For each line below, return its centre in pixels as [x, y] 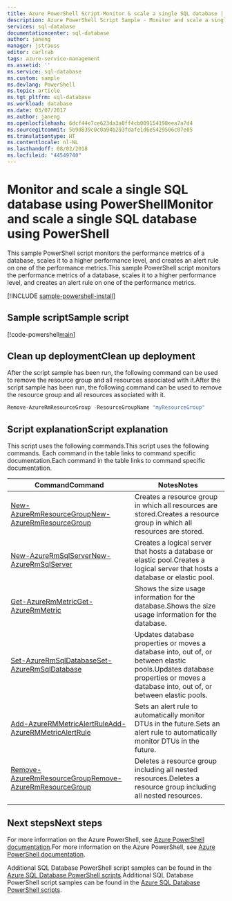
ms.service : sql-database [44, 71]
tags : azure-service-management [54, 59]
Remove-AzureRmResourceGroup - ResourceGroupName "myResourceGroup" [106, 408]
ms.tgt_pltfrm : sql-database [49, 98]
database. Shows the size [175, 606]
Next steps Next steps [55, 823]
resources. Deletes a [167, 778]
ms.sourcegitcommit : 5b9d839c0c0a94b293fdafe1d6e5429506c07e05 [100, 130]
